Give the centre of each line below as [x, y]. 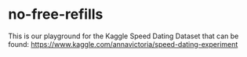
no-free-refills [56, 14]
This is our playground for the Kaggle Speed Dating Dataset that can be [123, 36]
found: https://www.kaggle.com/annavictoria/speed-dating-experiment [123, 44]
